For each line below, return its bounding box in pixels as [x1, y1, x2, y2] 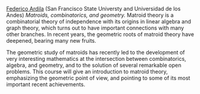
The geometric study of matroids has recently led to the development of [6, 49, 186, 56]
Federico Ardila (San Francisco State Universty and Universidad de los [6, 5, 181, 12]
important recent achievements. [6, 81, 86, 88]
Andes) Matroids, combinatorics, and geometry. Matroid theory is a [6, 11, 174, 19]
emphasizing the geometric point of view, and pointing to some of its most [6, 75, 191, 81]
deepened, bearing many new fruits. [6, 37, 96, 44]
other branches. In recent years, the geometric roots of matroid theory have [6, 31, 195, 38]
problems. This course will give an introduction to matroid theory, [6, 68, 168, 75]
